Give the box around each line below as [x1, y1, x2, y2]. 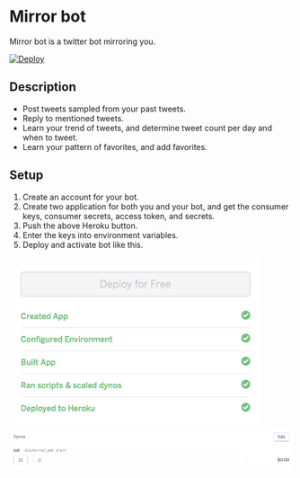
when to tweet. [22, 132, 78, 143]
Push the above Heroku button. [22, 220, 138, 231]
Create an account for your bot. [22, 191, 139, 202]
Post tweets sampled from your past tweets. [22, 103, 187, 114]
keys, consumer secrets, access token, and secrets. [22, 210, 216, 221]
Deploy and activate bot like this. [22, 239, 144, 250]
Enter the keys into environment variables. [22, 229, 179, 240]
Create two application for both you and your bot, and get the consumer [22, 200, 289, 212]
